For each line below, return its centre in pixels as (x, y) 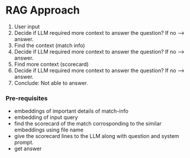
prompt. (24, 143)
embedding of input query (46, 117)
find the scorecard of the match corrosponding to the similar (88, 124)
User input (27, 27)
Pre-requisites (27, 98)
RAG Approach (43, 10)
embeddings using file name (49, 130)
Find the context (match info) (49, 45)
